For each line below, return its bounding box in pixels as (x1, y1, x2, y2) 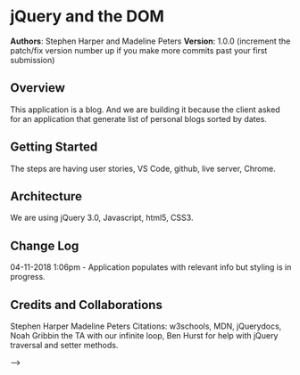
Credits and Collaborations (10, 297, 163, 313)
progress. (10, 272, 46, 282)
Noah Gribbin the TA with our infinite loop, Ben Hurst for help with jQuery (10, 330, 279, 340)
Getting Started (10, 140, 98, 155)
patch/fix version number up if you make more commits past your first (10, 45, 268, 55)
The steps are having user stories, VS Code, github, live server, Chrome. (10, 163, 276, 174)
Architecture (10, 189, 83, 204)
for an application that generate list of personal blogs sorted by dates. (10, 113, 267, 124)
